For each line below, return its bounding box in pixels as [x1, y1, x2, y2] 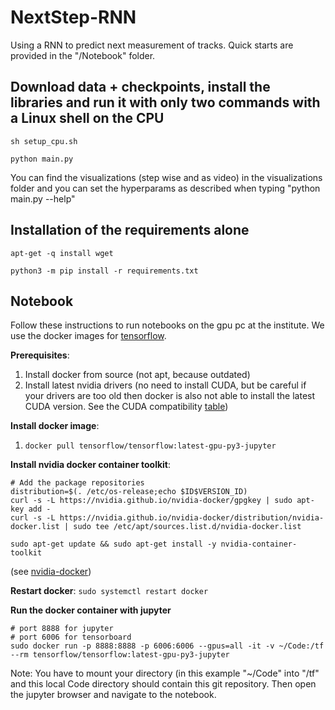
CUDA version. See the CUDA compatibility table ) [24, 401, 229, 413]
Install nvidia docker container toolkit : [10, 459, 172, 471]
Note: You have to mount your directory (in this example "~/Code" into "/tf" [10, 667, 320, 680]
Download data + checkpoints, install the [10, 79, 271, 96]
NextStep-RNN [10, 6, 137, 29]
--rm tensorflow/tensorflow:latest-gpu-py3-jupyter [10, 650, 230, 660]
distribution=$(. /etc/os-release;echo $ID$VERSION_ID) [10, 487, 248, 497]
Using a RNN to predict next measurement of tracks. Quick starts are [10, 39, 294, 51]
